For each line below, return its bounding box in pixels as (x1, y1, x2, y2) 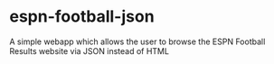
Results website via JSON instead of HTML (9, 45, 170, 56)
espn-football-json (9, 6, 156, 27)
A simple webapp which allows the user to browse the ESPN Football (9, 36, 266, 47)
